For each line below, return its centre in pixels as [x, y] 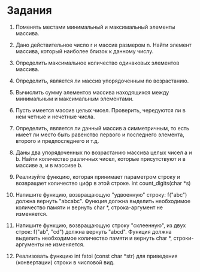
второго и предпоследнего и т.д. [57, 140]
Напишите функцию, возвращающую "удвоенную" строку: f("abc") [101, 194]
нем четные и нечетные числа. [55, 117]
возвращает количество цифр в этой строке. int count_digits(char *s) [103, 183]
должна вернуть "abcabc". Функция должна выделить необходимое [103, 201]
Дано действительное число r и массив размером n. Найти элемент [104, 45]
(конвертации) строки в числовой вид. [65, 262]
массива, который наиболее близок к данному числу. [84, 51]
